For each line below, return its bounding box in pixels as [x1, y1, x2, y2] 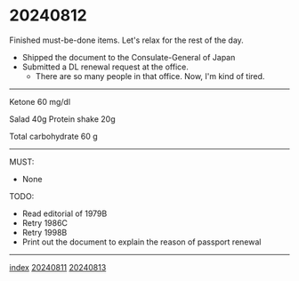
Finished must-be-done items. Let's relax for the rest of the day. [9, 35, 245, 45]
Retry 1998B [21, 227, 68, 237]
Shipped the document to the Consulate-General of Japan [21, 52, 236, 62]
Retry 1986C [21, 217, 69, 228]
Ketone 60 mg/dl [9, 96, 71, 107]
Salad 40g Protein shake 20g [9, 113, 116, 124]
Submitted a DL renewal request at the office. [21, 61, 190, 72]
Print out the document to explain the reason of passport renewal [21, 237, 262, 247]
